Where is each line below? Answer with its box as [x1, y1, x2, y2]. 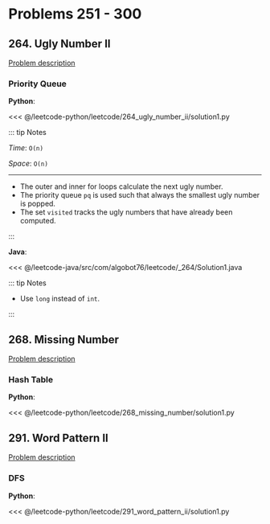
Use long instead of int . [19, 294, 100, 304]
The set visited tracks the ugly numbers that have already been [19, 207, 233, 217]
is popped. [19, 199, 56, 209]
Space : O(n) [8, 158, 48, 169]
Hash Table [8, 375, 54, 386]
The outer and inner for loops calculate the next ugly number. [19, 182, 223, 191]
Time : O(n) [8, 143, 44, 153]
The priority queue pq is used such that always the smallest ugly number [19, 190, 260, 200]
